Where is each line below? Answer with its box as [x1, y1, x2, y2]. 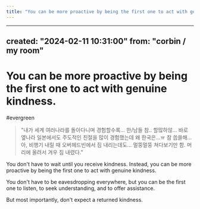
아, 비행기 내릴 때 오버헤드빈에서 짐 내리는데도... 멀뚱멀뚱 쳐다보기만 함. [20, 141, 186, 148]
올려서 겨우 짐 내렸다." [32, 148, 83, 156]
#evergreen [6, 114, 35, 121]
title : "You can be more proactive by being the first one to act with [6, 8, 187, 15]
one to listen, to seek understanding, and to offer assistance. [6, 185, 155, 192]
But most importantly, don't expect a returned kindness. [6, 196, 143, 203]
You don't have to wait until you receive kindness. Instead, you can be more [6, 160, 192, 167]
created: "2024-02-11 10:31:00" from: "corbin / [6, 36, 186, 46]
